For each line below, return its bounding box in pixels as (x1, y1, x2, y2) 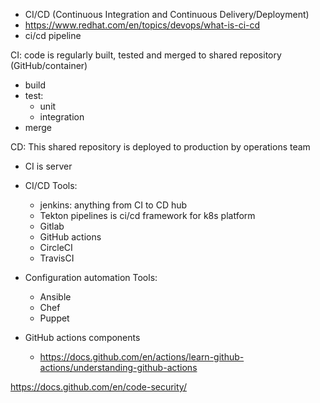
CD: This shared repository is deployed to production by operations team (10, 141, 311, 153)
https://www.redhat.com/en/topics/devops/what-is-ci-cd (24, 19, 261, 31)
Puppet (39, 312, 70, 324)
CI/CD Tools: (24, 180, 78, 191)
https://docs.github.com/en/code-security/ (10, 381, 187, 393)
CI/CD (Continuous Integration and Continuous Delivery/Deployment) (24, 9, 310, 20)
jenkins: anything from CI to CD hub (39, 199, 188, 211)
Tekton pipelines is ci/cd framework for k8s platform (39, 210, 256, 221)
